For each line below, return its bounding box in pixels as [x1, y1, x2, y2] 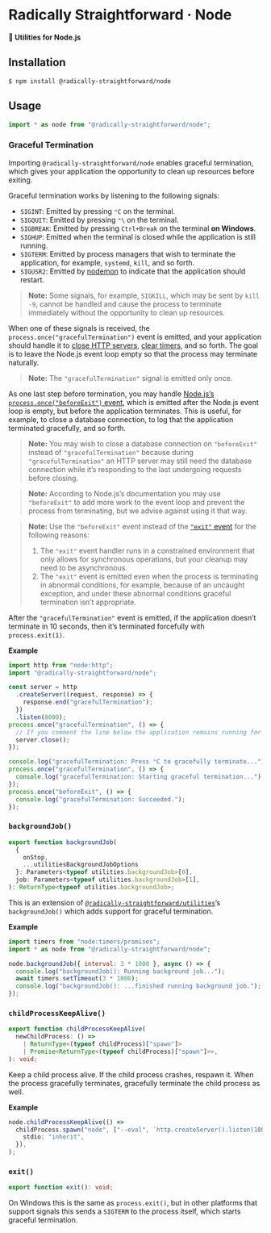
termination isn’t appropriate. [40, 597, 137, 607]
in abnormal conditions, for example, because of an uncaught [40, 579, 245, 590]
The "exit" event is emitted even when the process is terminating [40, 571, 259, 581]
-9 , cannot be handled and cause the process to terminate [27, 299, 222, 308]
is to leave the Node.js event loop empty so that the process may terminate [8, 349, 258, 358]
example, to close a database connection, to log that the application [8, 414, 234, 424]
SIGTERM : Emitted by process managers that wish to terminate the [19, 249, 236, 259]
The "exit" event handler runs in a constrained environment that [40, 545, 256, 555]
